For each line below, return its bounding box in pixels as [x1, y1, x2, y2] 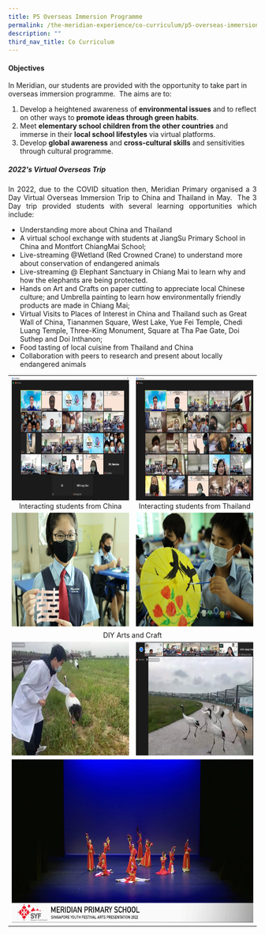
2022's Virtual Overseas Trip [8, 165, 106, 174]
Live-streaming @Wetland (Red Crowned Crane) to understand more [19, 250, 243, 260]
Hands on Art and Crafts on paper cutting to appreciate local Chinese [19, 284, 245, 293]
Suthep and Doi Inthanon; [19, 335, 103, 344]
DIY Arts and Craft [103, 630, 162, 640]
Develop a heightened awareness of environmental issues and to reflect [19, 104, 257, 114]
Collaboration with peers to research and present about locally [19, 351, 223, 361]
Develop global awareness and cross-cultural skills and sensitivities [19, 138, 245, 148]
